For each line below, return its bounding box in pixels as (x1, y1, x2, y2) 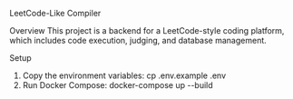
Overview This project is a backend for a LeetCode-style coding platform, (9, 25, 285, 35)
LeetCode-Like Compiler (9, 8, 102, 18)
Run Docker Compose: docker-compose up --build (22, 80, 213, 90)
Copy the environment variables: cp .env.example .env (22, 70, 227, 81)
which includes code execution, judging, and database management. (9, 35, 268, 45)
